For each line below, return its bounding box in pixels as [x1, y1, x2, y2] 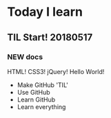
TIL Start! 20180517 [7, 32, 93, 43]
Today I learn [7, 4, 83, 20]
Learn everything [17, 102, 66, 110]
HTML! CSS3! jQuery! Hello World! [7, 67, 105, 75]
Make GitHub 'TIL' [17, 80, 69, 89]
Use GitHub [17, 88, 50, 96]
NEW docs [7, 52, 43, 62]
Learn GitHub [17, 95, 56, 104]
